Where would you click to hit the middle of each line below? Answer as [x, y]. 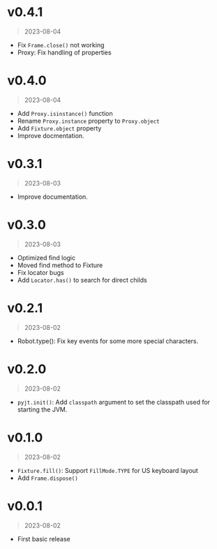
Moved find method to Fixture [60, 265]
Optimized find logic [46, 257]
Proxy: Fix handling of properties [64, 52]
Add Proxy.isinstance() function [65, 113]
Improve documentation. [53, 197]
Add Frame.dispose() [47, 478]
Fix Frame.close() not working [61, 45]
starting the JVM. [42, 409]
